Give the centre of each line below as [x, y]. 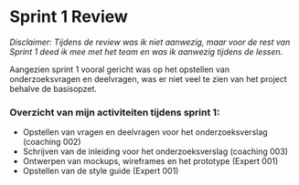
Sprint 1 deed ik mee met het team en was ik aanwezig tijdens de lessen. [146, 51]
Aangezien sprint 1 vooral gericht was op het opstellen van [120, 69]
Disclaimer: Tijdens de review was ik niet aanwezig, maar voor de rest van [150, 42]
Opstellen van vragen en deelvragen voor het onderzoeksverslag [145, 132]
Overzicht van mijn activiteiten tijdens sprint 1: [115, 112]
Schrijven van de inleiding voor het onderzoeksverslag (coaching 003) [155, 151]
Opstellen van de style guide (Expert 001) [101, 171]
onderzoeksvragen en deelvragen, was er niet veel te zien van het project [149, 78]
